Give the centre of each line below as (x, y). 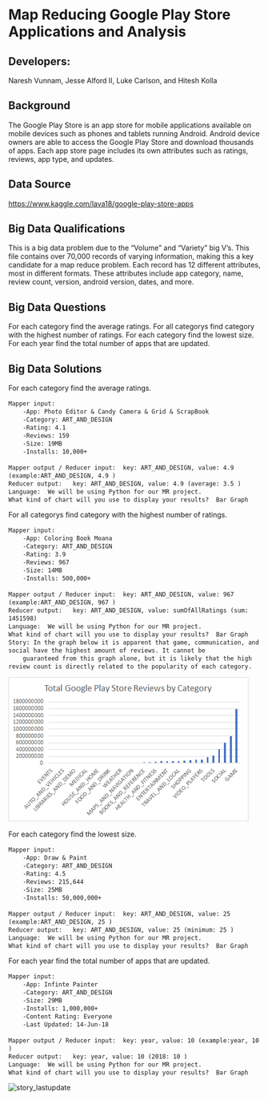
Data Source (40, 185)
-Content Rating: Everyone (68, 1017)
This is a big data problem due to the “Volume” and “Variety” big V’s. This (129, 248)
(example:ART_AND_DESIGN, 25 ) (60, 922)
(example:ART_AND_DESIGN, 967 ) (62, 602)
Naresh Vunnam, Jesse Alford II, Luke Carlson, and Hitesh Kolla (113, 81)
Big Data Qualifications (67, 229)
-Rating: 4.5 (44, 874)
